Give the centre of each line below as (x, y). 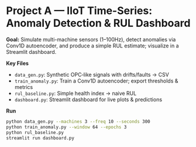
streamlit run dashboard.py (40, 138)
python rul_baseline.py (35, 132)
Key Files (18, 63)
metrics (24, 87)
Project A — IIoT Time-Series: (79, 11)
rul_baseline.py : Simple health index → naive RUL (75, 93)
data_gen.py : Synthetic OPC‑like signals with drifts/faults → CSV (92, 74)
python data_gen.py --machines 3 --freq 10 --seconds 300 (78, 121)
